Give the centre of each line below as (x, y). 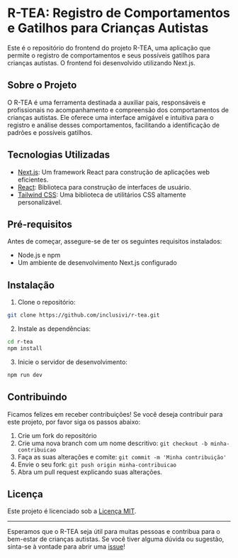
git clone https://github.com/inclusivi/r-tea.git (84, 315)
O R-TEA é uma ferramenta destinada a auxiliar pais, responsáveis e (107, 102)
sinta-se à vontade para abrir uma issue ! (66, 547)
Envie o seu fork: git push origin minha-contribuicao (97, 464)
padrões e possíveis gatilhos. (50, 132)
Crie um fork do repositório (57, 435)
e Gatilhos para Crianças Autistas (108, 28)
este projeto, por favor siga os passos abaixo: (74, 422)
